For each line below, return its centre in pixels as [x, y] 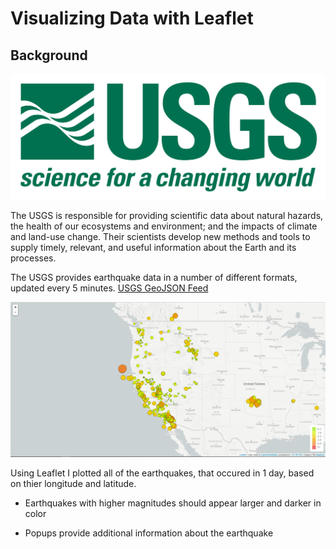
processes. [33, 258]
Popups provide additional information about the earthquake [149, 533]
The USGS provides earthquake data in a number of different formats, [154, 278]
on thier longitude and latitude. [73, 483]
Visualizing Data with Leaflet [132, 18]
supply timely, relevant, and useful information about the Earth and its [153, 248]
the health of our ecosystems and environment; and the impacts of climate [164, 226]
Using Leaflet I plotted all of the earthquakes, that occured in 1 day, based [162, 473]
